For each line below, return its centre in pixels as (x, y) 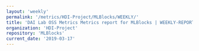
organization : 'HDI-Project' (42, 28)
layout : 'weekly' (28, 11)
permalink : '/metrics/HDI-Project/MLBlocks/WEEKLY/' (73, 17)
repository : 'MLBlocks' (36, 33)
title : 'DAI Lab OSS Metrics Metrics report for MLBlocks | (82, 22)
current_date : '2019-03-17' (41, 39)
